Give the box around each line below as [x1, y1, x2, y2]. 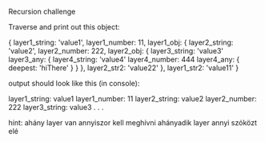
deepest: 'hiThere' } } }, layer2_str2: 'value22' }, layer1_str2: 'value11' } [8, 63, 239, 73]
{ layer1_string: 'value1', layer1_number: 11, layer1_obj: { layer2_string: [8, 37, 234, 47]
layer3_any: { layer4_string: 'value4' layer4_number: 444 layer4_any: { [8, 55, 240, 64]
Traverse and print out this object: [8, 22, 120, 31]
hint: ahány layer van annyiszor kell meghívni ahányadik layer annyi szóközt [8, 118, 258, 127]
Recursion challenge [8, 7, 76, 16]
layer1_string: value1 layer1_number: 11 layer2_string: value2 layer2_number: [8, 94, 258, 103]
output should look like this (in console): [8, 79, 140, 88]
